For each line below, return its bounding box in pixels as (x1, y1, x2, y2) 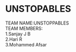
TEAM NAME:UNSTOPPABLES (5, 20, 69, 26)
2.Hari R (5, 36, 22, 42)
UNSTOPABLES (5, 3, 71, 15)
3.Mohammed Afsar (5, 41, 47, 47)
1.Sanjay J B (5, 31, 31, 37)
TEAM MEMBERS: (5, 25, 43, 31)
